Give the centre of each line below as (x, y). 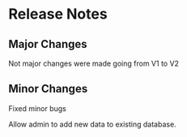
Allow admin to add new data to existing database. (92, 124)
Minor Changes (48, 89)
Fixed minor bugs (38, 108)
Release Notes (58, 14)
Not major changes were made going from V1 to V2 (94, 63)
